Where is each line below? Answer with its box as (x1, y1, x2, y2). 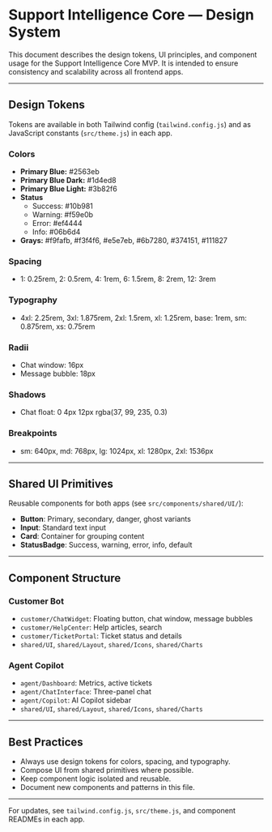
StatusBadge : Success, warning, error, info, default (19, 540, 193, 550)
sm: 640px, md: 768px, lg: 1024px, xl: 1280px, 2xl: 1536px (19, 446, 214, 455)
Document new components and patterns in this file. (19, 783, 196, 792)
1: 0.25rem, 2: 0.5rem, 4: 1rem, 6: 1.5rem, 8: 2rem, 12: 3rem (19, 274, 216, 284)
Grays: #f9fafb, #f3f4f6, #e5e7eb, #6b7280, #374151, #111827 (19, 236, 228, 245)
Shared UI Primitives (8, 476, 113, 491)
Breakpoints (8, 428, 57, 439)
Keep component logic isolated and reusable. (19, 774, 172, 783)
